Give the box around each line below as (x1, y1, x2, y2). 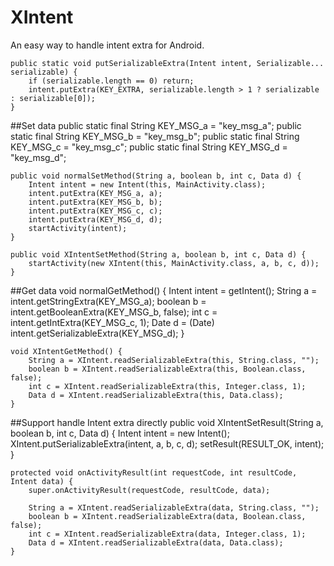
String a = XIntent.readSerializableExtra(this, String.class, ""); (28, 355, 320, 365)
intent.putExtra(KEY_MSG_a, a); (28, 188, 163, 198)
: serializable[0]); (10, 93, 97, 103)
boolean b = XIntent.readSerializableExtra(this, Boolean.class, (28, 364, 307, 374)
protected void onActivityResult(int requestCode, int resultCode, (10, 467, 298, 478)
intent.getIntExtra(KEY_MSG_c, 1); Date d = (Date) (10, 316, 215, 328)
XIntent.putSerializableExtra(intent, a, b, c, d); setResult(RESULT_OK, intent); (10, 437, 325, 450)
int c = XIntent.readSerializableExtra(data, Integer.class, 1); (28, 529, 307, 539)
